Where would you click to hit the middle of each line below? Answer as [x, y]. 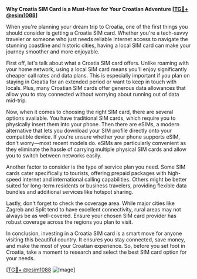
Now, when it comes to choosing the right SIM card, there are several [90, 112]
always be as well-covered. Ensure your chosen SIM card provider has [91, 216]
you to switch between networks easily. [54, 155]
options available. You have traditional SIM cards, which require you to [91, 118]
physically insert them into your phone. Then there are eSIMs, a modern [93, 124]
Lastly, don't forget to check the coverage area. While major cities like [90, 203]
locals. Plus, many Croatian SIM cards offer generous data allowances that [96, 88]
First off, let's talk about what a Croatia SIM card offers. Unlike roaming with [98, 63]
